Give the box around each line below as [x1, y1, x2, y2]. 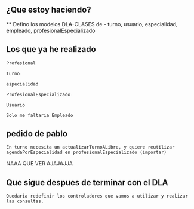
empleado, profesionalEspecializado [6, 27, 96, 34]
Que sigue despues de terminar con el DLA [6, 177, 168, 188]
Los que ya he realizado [6, 44, 97, 54]
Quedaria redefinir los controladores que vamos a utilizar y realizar [6, 193, 188, 199]
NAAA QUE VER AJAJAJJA [6, 160, 73, 167]
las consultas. [6, 198, 44, 205]
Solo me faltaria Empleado [6, 112, 73, 118]
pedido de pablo [6, 128, 67, 139]
